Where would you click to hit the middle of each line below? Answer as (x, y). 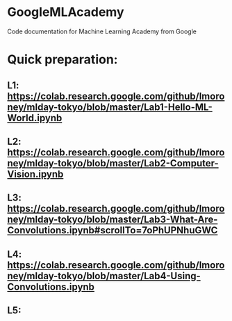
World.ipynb (35, 118)
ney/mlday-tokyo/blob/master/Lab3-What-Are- (113, 220)
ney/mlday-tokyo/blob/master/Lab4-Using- (104, 276)
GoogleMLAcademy (66, 12)
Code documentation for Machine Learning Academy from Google (102, 31)
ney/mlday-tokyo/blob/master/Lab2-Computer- (113, 163)
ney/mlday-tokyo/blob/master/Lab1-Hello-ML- (110, 107)
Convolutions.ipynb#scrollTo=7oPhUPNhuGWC (113, 230)
